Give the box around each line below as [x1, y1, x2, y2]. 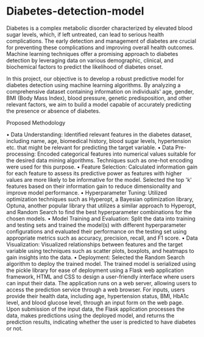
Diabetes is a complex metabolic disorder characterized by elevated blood [6, 24, 193, 32]
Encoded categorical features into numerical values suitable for [37, 150, 196, 158]
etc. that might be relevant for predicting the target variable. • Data [6, 144, 174, 151]
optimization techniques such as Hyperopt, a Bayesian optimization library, [6, 195, 194, 203]
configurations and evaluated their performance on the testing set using [6, 228, 187, 235]
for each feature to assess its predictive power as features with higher [6, 169, 182, 177]
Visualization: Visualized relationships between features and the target [6, 240, 183, 248]
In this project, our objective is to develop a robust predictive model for [6, 75, 185, 82]
